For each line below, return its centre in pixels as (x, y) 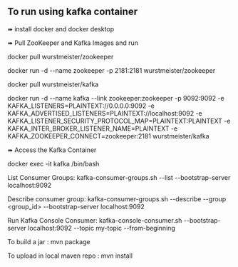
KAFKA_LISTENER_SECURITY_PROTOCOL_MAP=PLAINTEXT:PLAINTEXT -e (119, 121)
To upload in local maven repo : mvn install (70, 256)
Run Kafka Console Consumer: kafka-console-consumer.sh (95, 220)
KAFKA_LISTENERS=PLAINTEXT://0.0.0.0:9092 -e (81, 106)
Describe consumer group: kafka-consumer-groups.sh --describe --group (117, 198)
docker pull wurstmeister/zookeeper (61, 56)
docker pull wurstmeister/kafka (53, 84)
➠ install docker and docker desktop (61, 29)
